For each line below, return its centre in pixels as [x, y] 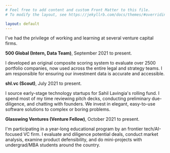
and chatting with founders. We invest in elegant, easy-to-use [91, 104]
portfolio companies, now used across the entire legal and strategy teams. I [84, 68]
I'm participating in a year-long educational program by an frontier [74, 129]
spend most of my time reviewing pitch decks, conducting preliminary [78, 98]
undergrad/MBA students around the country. [53, 145]
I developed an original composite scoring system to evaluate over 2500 [80, 63]
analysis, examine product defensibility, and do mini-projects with [74, 140]
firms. [11, 43]
